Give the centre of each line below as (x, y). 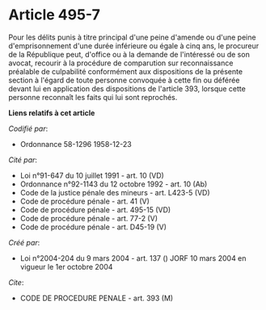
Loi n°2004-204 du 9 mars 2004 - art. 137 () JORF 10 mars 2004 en (133, 258)
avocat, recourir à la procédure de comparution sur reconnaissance (121, 63)
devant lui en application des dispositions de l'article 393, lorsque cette (127, 88)
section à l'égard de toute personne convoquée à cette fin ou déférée (124, 80)
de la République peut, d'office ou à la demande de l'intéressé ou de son (129, 54)
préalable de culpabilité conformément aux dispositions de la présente (126, 71)
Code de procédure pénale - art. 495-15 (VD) (95, 209)
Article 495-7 (55, 15)
